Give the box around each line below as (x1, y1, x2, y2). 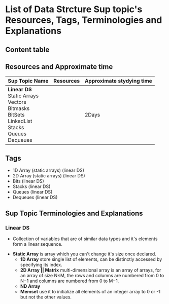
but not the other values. (20, 294, 72, 300)
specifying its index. (20, 261, 62, 268)
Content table (5, 45, 50, 54)
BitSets (8, 111, 25, 119)
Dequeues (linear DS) (12, 194, 58, 201)
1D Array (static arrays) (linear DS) (12, 167, 85, 173)
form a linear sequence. (12, 241, 62, 247)
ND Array (20, 283, 41, 289)
